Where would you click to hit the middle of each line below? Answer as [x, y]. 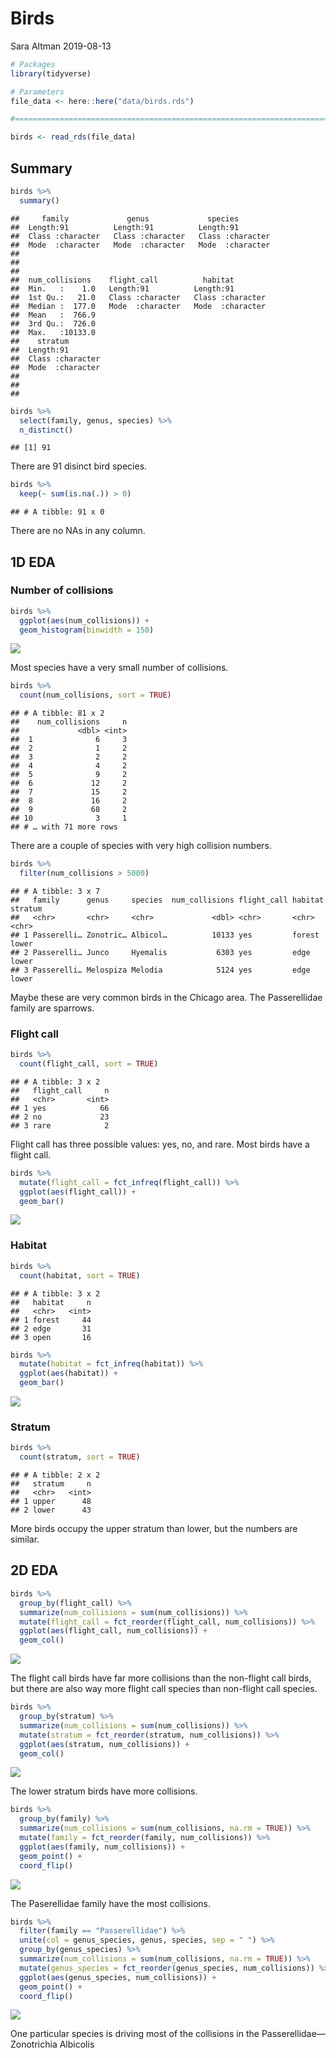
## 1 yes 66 [60, 1108]
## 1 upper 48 [51, 1502]
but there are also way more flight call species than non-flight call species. [164, 1689]
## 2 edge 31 [51, 1328]
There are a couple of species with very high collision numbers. [141, 846]
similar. [25, 1539]
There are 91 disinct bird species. [79, 466]
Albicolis [77, 2044]
